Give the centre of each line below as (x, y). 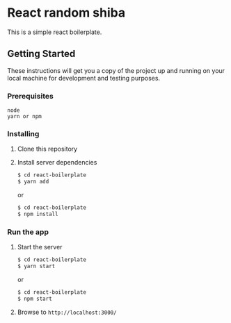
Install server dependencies (57, 163)
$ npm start (34, 299)
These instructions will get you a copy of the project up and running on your (116, 70)
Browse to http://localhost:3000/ (67, 312)
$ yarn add (33, 182)
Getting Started (41, 54)
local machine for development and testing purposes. (84, 78)
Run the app (28, 232)
